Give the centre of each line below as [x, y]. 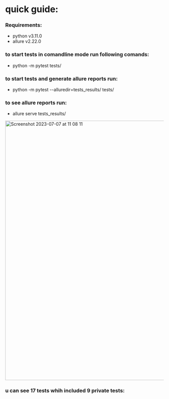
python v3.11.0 [27, 36]
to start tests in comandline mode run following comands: [77, 55]
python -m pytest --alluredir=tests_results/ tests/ [63, 90]
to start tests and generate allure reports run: [62, 78]
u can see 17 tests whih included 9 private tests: [65, 391]
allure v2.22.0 [27, 41]
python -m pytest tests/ [37, 65]
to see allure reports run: [36, 103]
